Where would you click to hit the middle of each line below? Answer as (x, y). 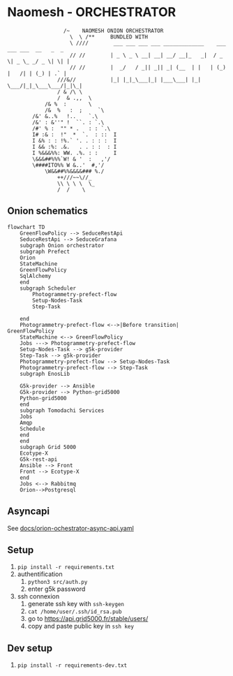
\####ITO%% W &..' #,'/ (68, 165)
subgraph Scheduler (48, 288)
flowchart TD (26, 227)
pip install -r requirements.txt (66, 567)
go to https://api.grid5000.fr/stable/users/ (88, 619)
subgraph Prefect (45, 251)
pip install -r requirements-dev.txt (72, 666)
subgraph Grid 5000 (48, 447)
